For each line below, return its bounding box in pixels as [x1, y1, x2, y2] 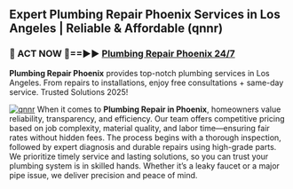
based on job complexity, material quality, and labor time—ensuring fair [9, 122, 271, 133]
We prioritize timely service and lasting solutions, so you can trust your [9, 151, 269, 161]
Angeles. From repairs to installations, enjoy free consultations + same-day [9, 77, 284, 88]
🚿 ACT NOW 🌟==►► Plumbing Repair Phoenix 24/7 [9, 48, 235, 60]
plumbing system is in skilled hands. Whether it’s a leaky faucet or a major [9, 160, 280, 171]
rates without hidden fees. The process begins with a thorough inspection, [9, 132, 281, 143]
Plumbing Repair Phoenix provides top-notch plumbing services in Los [9, 67, 270, 78]
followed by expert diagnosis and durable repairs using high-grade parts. [9, 141, 277, 152]
